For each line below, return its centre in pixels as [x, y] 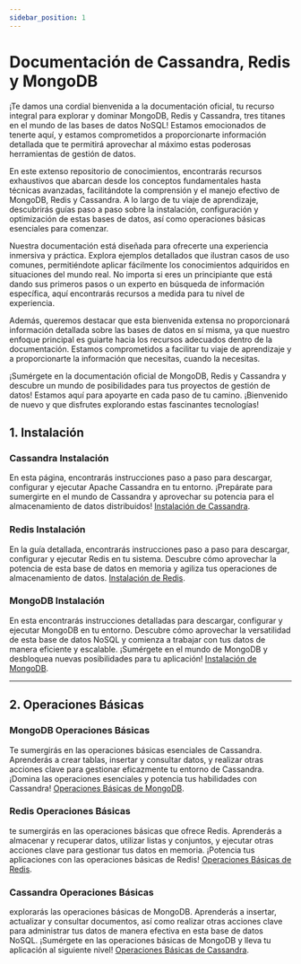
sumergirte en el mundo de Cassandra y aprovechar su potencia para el [142, 497]
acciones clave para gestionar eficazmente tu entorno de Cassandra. [137, 769]
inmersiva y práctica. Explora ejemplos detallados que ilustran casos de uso [149, 255]
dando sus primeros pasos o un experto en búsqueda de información [137, 284]
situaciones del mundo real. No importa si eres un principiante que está [141, 274]
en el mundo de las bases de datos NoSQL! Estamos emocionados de [138, 125]
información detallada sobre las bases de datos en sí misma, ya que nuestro [150, 329]
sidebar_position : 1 [48, 18]
